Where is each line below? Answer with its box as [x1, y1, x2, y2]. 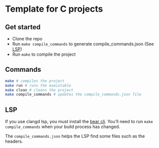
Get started [5, 23, 41, 31]
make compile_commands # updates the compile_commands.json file [5, 92, 141, 97]
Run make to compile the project [12, 51, 76, 57]
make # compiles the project [5, 78, 65, 84]
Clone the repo [12, 36, 43, 42]
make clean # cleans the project [5, 87, 74, 92]
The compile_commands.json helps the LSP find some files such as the [5, 133, 145, 139]
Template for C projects [5, 3, 103, 15]
